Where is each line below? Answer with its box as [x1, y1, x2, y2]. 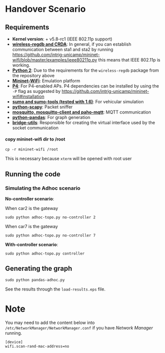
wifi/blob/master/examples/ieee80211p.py [12, 57, 98, 62]
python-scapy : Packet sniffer [12, 104, 73, 110]
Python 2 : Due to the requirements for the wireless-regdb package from [12, 67, 159, 73]
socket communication [12, 125, 59, 131]
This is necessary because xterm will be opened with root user [5, 156, 132, 162]
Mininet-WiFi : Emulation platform [12, 78, 80, 84]
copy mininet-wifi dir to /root [5, 136, 66, 142]
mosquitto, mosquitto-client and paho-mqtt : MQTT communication [12, 109, 151, 115]
